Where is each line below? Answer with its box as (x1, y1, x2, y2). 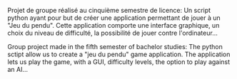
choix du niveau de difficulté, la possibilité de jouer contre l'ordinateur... (7, 28, 218, 37)
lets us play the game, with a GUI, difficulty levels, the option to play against (7, 58, 231, 66)
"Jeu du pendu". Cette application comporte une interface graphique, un (7, 21, 220, 29)
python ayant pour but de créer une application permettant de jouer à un (7, 14, 221, 22)
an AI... (7, 65, 29, 73)
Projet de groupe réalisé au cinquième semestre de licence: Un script (7, 6, 211, 14)
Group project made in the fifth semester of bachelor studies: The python (7, 43, 223, 51)
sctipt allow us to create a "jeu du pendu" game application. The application (7, 50, 231, 58)
